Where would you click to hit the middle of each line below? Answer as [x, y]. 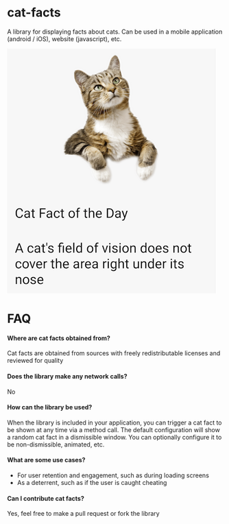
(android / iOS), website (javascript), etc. [64, 38]
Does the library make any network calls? [68, 376]
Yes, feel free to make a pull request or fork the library [83, 514]
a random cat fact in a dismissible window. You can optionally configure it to [114, 437]
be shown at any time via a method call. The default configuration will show [114, 429]
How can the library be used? [50, 407]
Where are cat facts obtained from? [59, 338]
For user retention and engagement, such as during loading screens [113, 475]
